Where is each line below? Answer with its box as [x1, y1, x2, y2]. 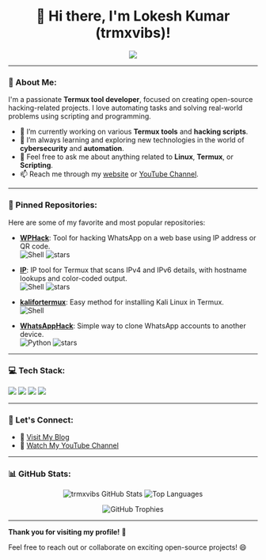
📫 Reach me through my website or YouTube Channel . [19, 169, 199, 179]
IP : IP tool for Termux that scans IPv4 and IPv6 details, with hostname [19, 265, 247, 274]
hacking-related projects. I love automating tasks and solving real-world [8, 103, 243, 113]
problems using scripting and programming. [8, 112, 152, 121]
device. [19, 329, 44, 339]
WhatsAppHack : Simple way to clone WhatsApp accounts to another [19, 320, 247, 331]
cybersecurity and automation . [19, 144, 124, 153]
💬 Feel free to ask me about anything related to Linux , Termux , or [19, 152, 234, 161]
